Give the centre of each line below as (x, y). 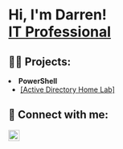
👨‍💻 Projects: (39, 62)
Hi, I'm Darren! (57, 15)
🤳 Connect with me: (58, 115)
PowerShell (38, 81)
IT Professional (59, 32)
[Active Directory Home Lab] (67, 89)
